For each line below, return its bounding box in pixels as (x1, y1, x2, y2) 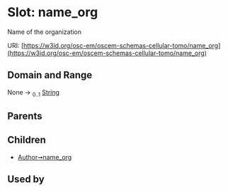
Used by (7, 174, 45, 186)
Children (7, 134, 46, 146)
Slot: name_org (7, 4, 98, 20)
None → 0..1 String (7, 88, 60, 98)
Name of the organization (7, 28, 82, 36)
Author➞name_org (17, 152, 72, 161)
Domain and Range (7, 69, 93, 81)
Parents (7, 110, 42, 122)
